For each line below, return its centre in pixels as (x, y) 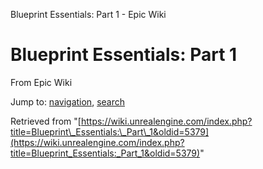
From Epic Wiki (41, 82)
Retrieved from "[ (46, 121)
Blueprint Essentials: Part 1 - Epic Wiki (88, 14)
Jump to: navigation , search (67, 101)
